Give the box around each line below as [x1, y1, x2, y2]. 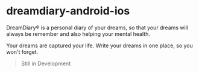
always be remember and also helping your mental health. [6, 30, 151, 37]
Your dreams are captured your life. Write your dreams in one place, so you [6, 42, 193, 49]
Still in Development [21, 60, 71, 67]
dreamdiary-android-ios [6, 4, 130, 18]
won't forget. [6, 48, 39, 55]
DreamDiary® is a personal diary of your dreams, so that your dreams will [6, 24, 189, 31]
